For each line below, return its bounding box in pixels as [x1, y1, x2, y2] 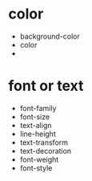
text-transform [19, 138, 69, 147]
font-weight [19, 154, 59, 164]
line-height [19, 129, 56, 138]
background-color [19, 31, 80, 41]
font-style [19, 162, 53, 173]
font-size [19, 112, 50, 121]
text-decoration [19, 146, 72, 155]
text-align [19, 120, 52, 130]
